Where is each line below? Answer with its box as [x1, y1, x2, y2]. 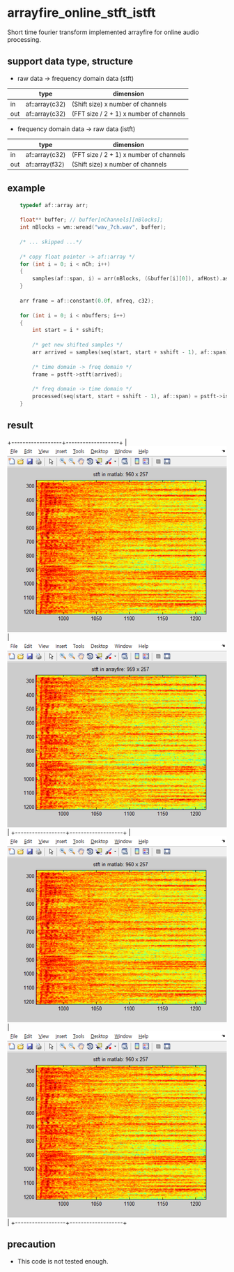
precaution [7, 1239, 56, 1250]
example [7, 183, 46, 195]
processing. [7, 35, 42, 43]
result [7, 420, 33, 432]
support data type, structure [7, 56, 134, 68]
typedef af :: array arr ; [19, 202, 89, 209]
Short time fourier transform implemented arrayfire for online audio [7, 28, 200, 36]
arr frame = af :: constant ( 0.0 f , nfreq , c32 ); [19, 297, 155, 304]
